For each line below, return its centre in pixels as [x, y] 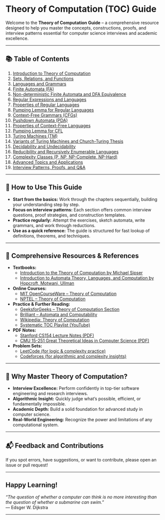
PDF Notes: [24, 330]
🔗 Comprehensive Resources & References [72, 256]
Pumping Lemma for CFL [38, 131]
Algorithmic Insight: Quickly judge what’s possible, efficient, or [77, 399]
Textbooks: [24, 268]
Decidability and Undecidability [44, 146]
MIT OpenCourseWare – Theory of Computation [68, 294]
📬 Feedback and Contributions [55, 446]
